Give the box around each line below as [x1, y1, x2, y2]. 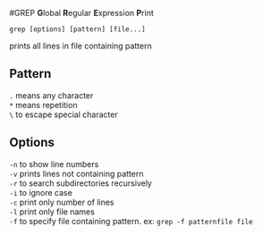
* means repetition [9, 99, 78, 110]
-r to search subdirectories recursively [9, 178, 152, 189]
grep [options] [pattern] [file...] [9, 25, 146, 34]
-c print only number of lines [9, 197, 114, 207]
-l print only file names [9, 206, 96, 217]
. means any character [9, 89, 94, 101]
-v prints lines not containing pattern [9, 168, 144, 179]
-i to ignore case [9, 187, 73, 197]
